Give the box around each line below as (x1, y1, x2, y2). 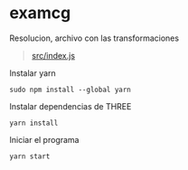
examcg (9, 3, 71, 24)
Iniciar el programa (9, 134, 80, 145)
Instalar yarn (9, 67, 56, 79)
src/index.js (31, 50, 75, 61)
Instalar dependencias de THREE (9, 100, 132, 111)
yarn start (9, 152, 51, 161)
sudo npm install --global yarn (9, 85, 131, 94)
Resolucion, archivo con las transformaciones (9, 33, 179, 43)
